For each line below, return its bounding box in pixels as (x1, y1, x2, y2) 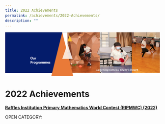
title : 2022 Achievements (5, 8, 58, 13)
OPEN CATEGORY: (5, 114, 43, 120)
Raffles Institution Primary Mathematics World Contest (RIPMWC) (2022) (5, 104, 158, 110)
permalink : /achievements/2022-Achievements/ (5, 13, 100, 18)
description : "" (5, 18, 38, 23)
